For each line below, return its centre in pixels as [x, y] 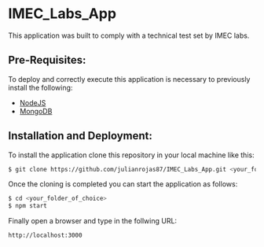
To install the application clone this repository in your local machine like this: [131, 155]
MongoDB [36, 111]
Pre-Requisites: [47, 60]
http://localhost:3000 [45, 236]
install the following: [40, 87]
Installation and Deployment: [81, 136]
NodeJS [33, 102]
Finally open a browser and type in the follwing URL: [93, 221]
